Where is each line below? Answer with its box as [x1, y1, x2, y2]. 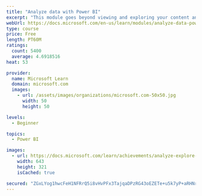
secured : [6, 180, 28, 186]
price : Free [6, 31, 36, 37]
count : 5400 [11, 48, 42, 54]
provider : [6, 70, 31, 76]
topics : [6, 130, 26, 137]
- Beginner [11, 120, 39, 126]
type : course [6, 25, 39, 32]
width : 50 [22, 98, 47, 104]
